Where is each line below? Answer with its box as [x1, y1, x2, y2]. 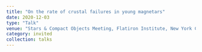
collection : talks [6, 36, 52, 42]
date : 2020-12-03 [6, 14, 50, 20]
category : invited [6, 31, 52, 37]
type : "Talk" [6, 20, 39, 26]
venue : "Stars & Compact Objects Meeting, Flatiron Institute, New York [6, 25, 192, 32]
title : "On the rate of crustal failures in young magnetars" [6, 8, 165, 15]
